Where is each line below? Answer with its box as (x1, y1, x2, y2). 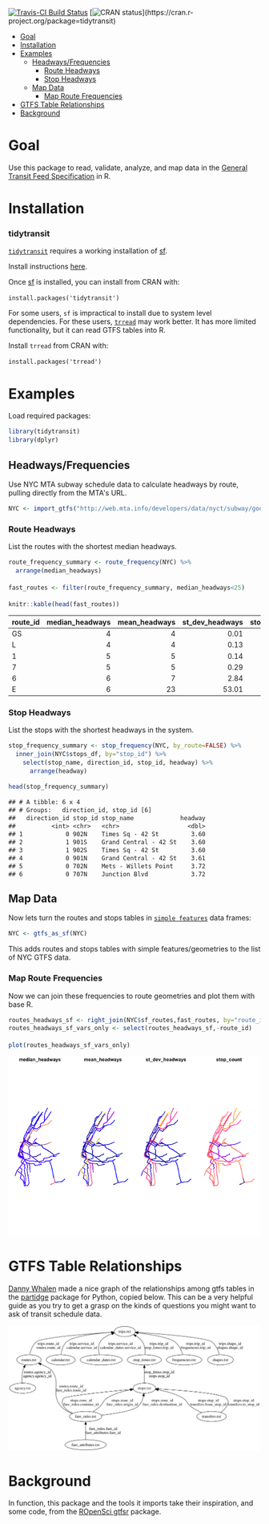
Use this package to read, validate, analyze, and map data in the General (8, 163, 248, 172)
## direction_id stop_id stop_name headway (8, 814, 206, 822)
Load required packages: (8, 411, 91, 421)
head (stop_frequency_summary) (8, 782, 110, 790)
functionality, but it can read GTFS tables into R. (8, 325, 166, 335)
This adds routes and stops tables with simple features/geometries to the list (8, 944, 261, 954)
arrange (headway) (29, 766, 88, 775)
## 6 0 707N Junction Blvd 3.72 (8, 870, 206, 878)
